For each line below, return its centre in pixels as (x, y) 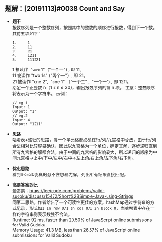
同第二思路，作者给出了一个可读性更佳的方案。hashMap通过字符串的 (81, 202)
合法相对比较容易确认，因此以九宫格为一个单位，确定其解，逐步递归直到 (84, 146)
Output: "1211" (27, 124)
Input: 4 (21, 120)
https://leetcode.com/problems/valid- (67, 190)
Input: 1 (21, 107)
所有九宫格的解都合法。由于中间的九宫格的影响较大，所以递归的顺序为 (82, 152)
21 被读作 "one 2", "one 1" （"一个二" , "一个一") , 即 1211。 (72, 81)
